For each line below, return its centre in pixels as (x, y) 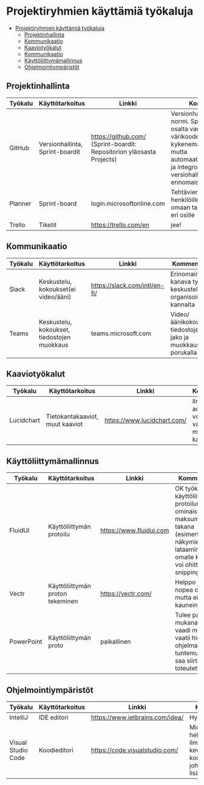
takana (185, 527)
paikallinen (116, 642)
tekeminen (63, 602)
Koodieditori (56, 750)
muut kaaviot (64, 424)
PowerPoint (26, 642)
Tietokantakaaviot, (72, 417)
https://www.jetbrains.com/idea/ (137, 717)
